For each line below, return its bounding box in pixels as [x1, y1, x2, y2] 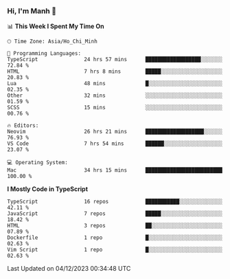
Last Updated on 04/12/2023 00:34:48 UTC [7, 265, 131, 273]
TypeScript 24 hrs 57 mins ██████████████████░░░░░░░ [7, 56, 223, 63]
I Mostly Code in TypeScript [7, 185, 88, 193]
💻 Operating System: [7, 159, 69, 166]
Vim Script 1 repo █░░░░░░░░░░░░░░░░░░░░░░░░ [7, 247, 223, 254]
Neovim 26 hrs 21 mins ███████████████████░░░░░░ [7, 129, 223, 135]
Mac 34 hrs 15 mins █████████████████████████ [7, 167, 223, 174]
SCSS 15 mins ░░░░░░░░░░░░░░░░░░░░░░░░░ [7, 104, 223, 111]
